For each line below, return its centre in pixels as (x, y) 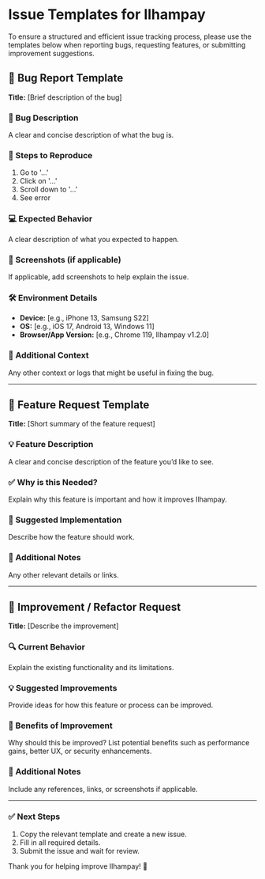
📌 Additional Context (49, 355)
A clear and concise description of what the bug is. (91, 135)
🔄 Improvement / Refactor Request (95, 607)
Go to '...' (34, 172)
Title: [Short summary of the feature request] (82, 424)
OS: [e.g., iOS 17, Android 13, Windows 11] (87, 327)
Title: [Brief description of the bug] (65, 97)
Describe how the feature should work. (71, 537)
